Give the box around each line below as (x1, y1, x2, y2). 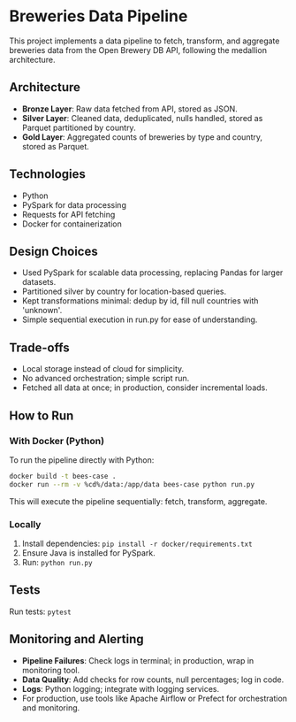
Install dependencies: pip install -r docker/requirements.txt (21, 538, 254, 549)
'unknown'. (21, 305, 63, 316)
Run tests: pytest (9, 606, 72, 617)
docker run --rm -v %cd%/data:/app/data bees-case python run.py (9, 480, 254, 488)
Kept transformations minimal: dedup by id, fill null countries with (21, 296, 259, 306)
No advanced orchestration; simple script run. (21, 373, 190, 384)
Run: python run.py (21, 557, 93, 567)
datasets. (21, 277, 57, 288)
